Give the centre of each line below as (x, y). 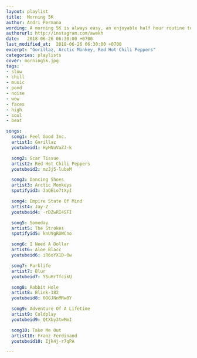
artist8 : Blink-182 (35, 293)
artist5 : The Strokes (38, 228)
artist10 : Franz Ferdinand (44, 336)
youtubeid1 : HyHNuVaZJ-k (42, 147)
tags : (13, 66)
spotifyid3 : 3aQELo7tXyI (42, 191)
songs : (14, 131)
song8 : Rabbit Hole (35, 287)
